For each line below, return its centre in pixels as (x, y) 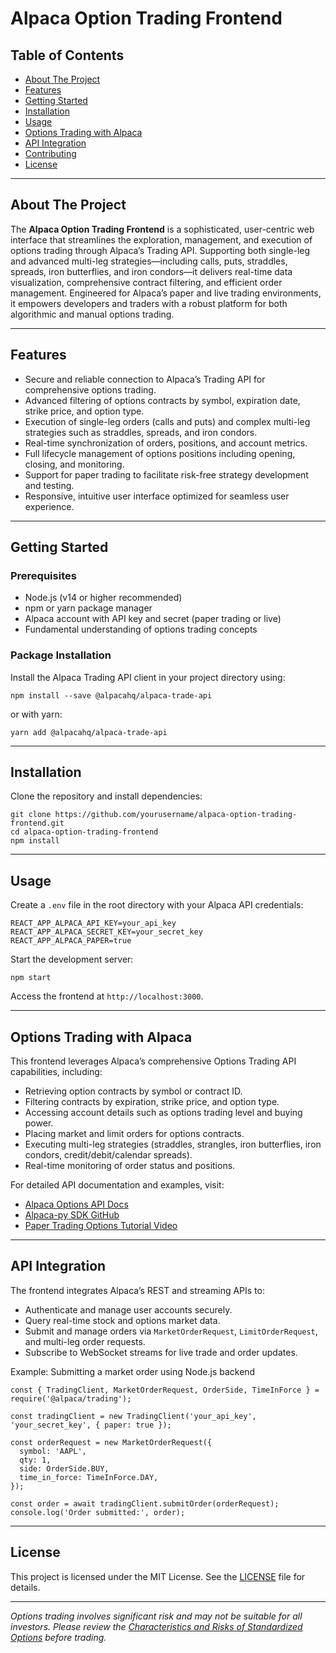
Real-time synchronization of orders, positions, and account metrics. (166, 443)
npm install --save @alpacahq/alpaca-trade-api (111, 695)
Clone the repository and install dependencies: (106, 796)
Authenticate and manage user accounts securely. (128, 1309)
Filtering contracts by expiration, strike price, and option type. (152, 1102)
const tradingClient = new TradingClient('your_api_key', (133, 1416)
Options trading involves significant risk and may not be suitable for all (156, 1616)
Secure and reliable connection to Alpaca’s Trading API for (145, 379)
